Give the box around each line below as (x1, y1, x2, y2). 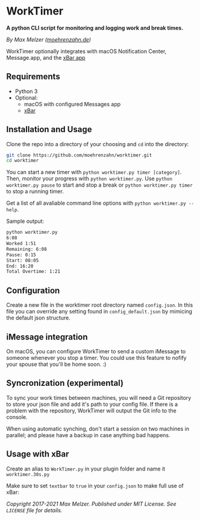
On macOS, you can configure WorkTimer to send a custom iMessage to (6, 347, 186, 355)
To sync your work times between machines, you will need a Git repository (6, 394, 192, 401)
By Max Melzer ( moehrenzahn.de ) (6, 36, 92, 43)
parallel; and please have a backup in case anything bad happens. (6, 431, 170, 438)
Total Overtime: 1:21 (6, 269, 61, 275)
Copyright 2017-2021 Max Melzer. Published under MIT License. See (6, 500, 177, 507)
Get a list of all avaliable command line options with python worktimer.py (6, 199, 187, 207)
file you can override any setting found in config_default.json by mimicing (6, 308, 193, 315)
